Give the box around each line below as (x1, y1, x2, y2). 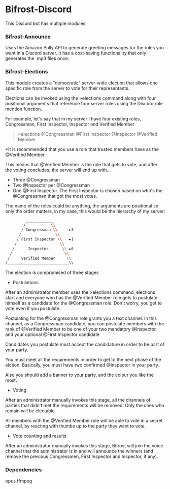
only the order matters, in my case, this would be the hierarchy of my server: (5, 208, 165, 214)
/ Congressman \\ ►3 (21, 227, 74, 232)
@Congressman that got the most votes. (12, 193, 97, 199)
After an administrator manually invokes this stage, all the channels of (5, 397, 151, 403)
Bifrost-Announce (5, 33, 51, 40)
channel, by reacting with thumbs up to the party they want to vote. (5, 423, 146, 429)
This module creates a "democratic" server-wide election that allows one (5, 80, 158, 86)
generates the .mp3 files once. (5, 55, 70, 62)
